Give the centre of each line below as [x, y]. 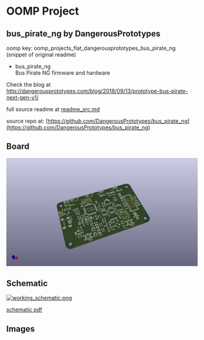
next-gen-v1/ [22, 97]
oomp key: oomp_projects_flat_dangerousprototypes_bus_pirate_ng [91, 48]
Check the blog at [29, 84]
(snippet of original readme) [41, 55]
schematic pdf [24, 310]
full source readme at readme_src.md [53, 109]
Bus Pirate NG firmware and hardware [63, 73]
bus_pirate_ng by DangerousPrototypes [83, 34]
